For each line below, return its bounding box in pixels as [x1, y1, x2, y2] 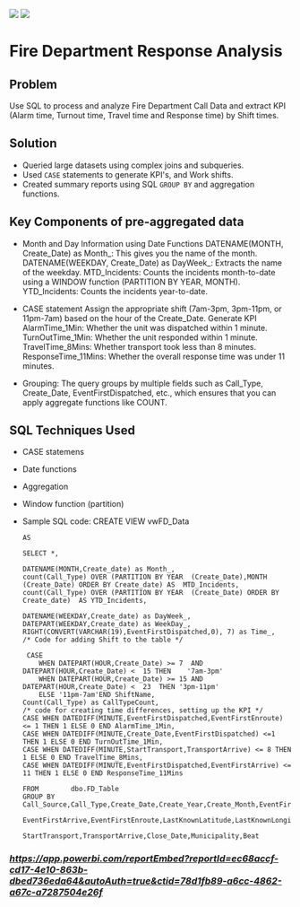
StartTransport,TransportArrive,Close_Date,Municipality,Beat [21, 832, 260, 841]
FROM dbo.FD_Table [21, 785, 119, 794]
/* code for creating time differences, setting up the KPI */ [21, 706, 264, 715]
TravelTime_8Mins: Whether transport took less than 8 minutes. [21, 341, 257, 352]
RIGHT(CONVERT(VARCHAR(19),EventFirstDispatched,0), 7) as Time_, [21, 628, 276, 637]
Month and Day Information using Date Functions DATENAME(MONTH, [21, 238, 284, 249]
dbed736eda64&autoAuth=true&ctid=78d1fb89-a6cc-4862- [9, 875, 282, 887]
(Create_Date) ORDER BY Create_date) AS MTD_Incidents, [21, 580, 240, 589]
